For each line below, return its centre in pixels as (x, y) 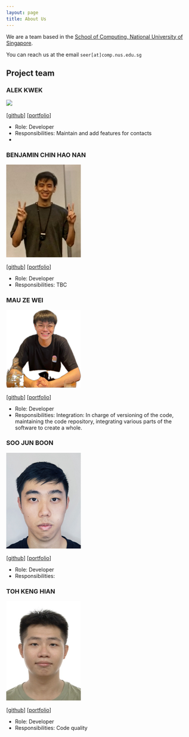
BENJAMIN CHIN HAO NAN (46, 155)
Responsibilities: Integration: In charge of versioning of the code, (94, 415)
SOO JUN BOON (30, 443)
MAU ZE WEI (25, 300)
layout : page (22, 13)
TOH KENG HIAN (31, 591)
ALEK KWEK (24, 90)
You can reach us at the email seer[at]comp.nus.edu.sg (74, 54)
